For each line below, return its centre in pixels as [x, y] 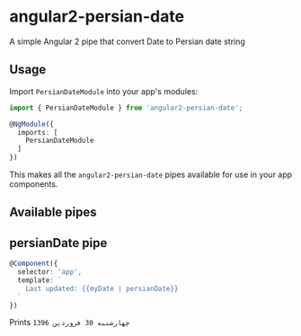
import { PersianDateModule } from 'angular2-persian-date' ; [126, 108]
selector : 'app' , [50, 272]
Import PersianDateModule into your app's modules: [104, 91]
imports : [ [38, 132]
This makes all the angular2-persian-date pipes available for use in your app [151, 174]
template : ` [40, 280]
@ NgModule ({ [31, 124]
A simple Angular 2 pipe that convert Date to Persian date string [127, 41]
